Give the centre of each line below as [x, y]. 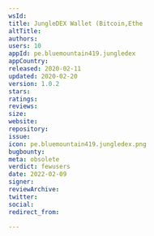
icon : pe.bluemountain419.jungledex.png [78, 144]
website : [23, 122]
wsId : [17, 16]
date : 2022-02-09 [38, 174]
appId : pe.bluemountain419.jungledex [72, 54]
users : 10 [25, 46]
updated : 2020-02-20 [43, 76]
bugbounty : [27, 152]
